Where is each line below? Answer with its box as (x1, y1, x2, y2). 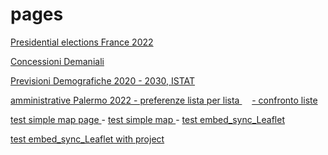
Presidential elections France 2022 (10, 36, 154, 48)
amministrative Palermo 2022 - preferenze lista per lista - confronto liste (10, 94, 318, 106)
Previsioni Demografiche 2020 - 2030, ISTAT (10, 74, 196, 87)
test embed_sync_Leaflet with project (10, 133, 165, 145)
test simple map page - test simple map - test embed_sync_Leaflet (10, 113, 285, 125)
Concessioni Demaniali (10, 55, 105, 67)
